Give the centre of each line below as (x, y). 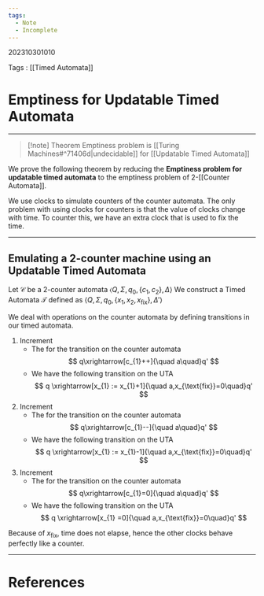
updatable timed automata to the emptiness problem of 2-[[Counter (119, 177)
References (46, 582)
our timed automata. (41, 325)
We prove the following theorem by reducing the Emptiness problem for (125, 169)
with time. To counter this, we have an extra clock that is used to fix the (123, 218)
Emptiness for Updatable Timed (114, 100)
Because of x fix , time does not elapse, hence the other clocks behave (121, 534)
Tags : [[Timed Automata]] (51, 68)
